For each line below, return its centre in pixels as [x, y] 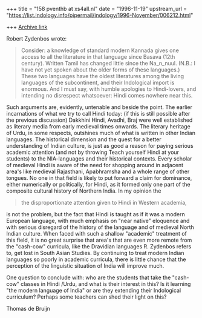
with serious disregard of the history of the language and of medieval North [100, 227]
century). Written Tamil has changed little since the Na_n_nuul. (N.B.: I [108, 63]
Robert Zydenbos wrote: [37, 38]
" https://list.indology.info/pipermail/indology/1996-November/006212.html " [100, 15]
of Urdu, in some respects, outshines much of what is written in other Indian [101, 133]
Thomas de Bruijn [28, 309]
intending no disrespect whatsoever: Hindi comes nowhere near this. [107, 95]
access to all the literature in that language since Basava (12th [98, 57]
